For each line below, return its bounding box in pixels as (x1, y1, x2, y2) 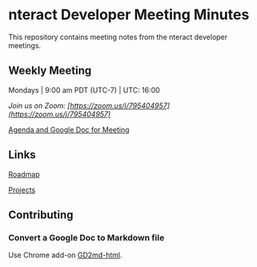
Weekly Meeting (8, 64, 92, 78)
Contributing (8, 208, 74, 221)
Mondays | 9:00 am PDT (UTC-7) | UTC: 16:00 (8, 85, 160, 95)
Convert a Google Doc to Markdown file (8, 232, 165, 243)
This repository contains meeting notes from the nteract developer (8, 32, 228, 42)
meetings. (8, 40, 42, 50)
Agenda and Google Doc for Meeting (8, 124, 130, 134)
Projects (8, 184, 36, 194)
